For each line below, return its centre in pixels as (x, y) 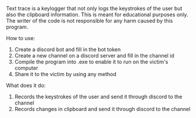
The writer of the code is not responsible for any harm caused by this (90, 21)
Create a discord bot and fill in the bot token (68, 49)
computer (26, 68)
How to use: (20, 38)
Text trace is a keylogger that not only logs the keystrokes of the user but (94, 8)
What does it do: (26, 85)
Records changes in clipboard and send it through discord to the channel (102, 109)
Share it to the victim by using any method (66, 74)
